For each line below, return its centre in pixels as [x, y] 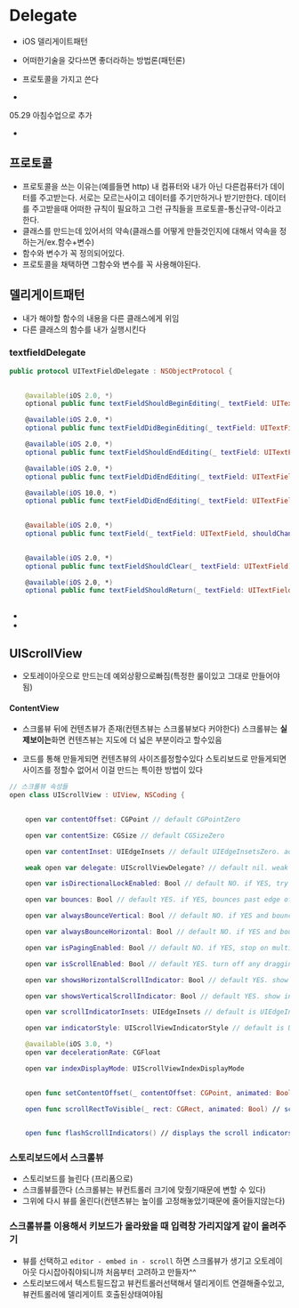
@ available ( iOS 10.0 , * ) [71, 493]
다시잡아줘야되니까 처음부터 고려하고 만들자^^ [118, 1272]
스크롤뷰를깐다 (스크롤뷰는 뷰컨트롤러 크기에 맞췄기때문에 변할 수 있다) [144, 1190]
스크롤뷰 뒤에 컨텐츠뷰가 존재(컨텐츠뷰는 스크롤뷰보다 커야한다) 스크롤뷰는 [150, 729]
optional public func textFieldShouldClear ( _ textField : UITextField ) [159, 566]
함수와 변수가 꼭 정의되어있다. [73, 253]
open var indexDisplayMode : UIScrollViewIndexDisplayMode [135, 1069]
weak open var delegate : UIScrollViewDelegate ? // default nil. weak [157, 868]
